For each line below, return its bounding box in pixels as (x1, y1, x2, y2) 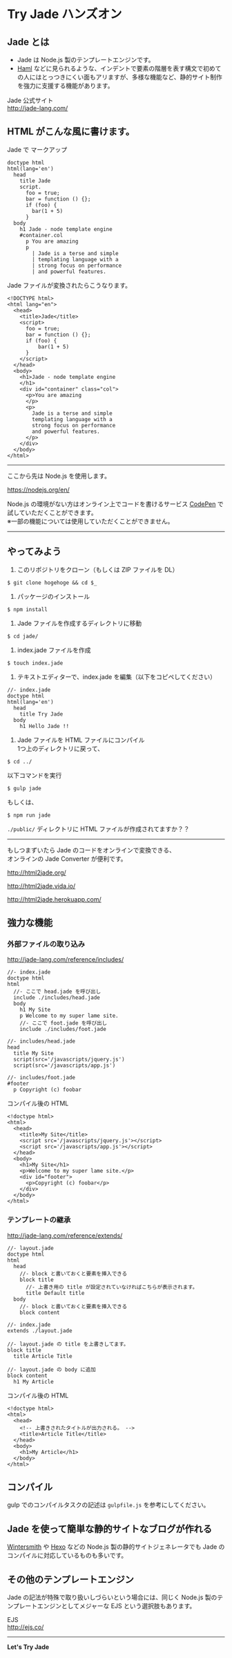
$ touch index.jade (7, 660, 64, 667)
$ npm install (7, 606, 48, 613)
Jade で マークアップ (7, 145, 68, 153)
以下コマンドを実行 (7, 771, 62, 779)
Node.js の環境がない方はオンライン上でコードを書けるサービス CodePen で (7, 499, 224, 508)
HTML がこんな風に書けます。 (7, 126, 135, 138)
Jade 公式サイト (7, 96, 54, 104)
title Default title (25, 1289, 85, 1296)
